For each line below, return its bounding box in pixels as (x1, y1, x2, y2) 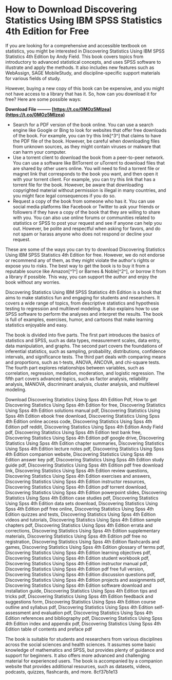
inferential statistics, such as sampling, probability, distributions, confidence (5, 348, 166, 354)
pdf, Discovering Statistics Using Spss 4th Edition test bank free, (5, 429, 142, 435)
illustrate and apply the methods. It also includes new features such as (5, 64, 155, 70)
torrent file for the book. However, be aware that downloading (12, 182, 144, 188)
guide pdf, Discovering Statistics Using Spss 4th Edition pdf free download (5, 462, 163, 468)
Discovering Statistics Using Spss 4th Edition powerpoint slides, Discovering (5, 489, 167, 495)
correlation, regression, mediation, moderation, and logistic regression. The (5, 370, 165, 376)
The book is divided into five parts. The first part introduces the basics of (5, 332, 160, 338)
